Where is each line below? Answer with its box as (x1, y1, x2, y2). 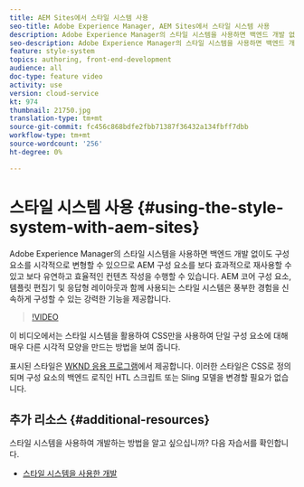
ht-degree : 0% (9, 147, 63, 156)
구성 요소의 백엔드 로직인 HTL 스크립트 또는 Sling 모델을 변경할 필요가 (25, 371, 272, 382)
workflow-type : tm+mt (9, 131, 91, 140)
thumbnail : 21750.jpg (9, 106, 91, 115)
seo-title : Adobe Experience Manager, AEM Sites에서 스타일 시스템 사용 (9, 22, 271, 31)
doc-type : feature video (9, 72, 103, 81)
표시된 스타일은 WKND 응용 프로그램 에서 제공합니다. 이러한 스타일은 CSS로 (9, 361, 275, 371)
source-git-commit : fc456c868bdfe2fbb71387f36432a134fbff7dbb (9, 123, 249, 132)
